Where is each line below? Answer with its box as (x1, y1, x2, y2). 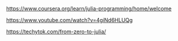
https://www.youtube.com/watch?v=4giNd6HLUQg (6, 17, 133, 23)
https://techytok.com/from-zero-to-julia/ (6, 28, 107, 35)
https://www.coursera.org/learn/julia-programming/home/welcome (6, 5, 172, 12)
